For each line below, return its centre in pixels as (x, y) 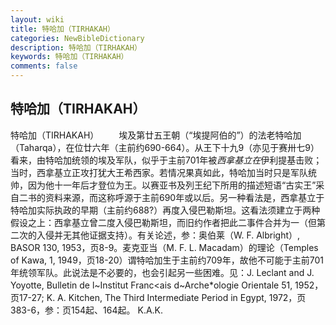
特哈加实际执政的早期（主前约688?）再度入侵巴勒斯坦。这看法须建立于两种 (165, 210)
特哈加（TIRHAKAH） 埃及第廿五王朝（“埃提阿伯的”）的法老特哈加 (156, 135)
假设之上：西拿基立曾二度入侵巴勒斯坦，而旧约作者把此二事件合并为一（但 (163, 222)
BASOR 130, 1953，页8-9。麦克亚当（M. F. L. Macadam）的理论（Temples (164, 247)
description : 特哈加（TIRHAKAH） (76, 47)
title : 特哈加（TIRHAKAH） (62, 29)
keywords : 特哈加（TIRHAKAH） (69, 57)
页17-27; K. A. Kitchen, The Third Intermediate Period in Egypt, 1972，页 (158, 297)
